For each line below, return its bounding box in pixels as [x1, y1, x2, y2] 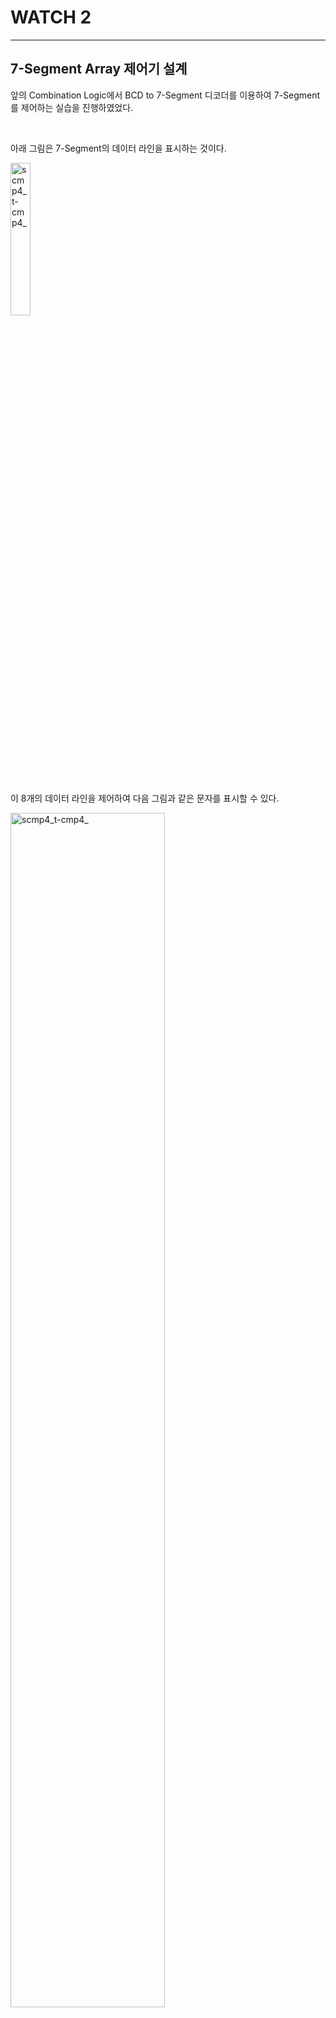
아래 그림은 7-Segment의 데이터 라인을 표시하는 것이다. [10, 142, 227, 154]
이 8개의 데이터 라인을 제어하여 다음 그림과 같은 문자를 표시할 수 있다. [10, 792, 280, 804]
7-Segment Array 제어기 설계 [10, 61, 188, 78]
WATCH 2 [10, 6, 92, 29]
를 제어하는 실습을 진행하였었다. [10, 101, 134, 113]
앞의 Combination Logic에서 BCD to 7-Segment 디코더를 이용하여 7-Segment [10, 89, 321, 101]
